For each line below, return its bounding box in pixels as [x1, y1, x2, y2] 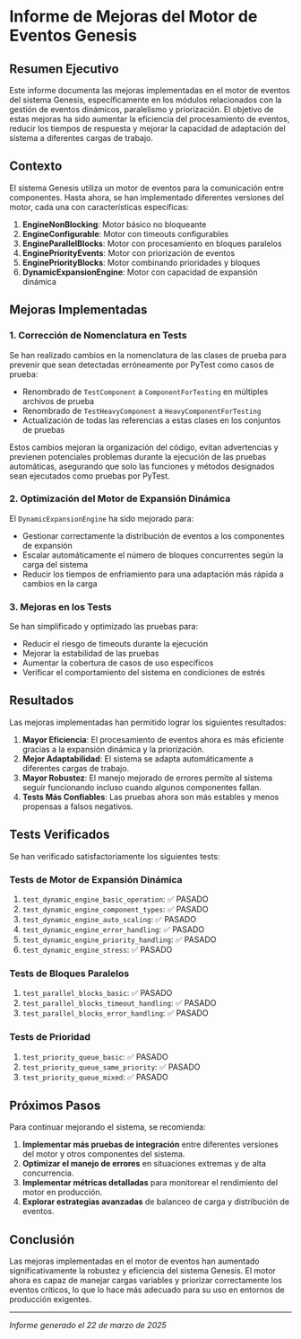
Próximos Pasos [9, 1098, 101, 1113]
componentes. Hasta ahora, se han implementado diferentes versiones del [9, 191, 285, 203]
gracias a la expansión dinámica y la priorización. [21, 744, 204, 754]
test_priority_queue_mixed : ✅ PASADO [21, 1071, 168, 1082]
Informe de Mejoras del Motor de [9, 6, 258, 27]
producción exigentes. [9, 1294, 92, 1305]
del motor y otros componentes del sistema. [21, 1149, 185, 1159]
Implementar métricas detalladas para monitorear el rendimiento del [21, 1177, 279, 1188]
